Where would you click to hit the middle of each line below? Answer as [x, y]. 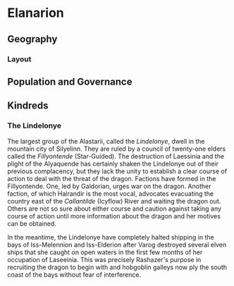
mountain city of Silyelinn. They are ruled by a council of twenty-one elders [117, 149]
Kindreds [28, 106]
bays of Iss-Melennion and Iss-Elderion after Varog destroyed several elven [117, 244]
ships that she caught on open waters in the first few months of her [105, 252]
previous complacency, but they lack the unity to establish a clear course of [117, 171]
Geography [32, 39]
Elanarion [36, 13]
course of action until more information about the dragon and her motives [114, 216]
